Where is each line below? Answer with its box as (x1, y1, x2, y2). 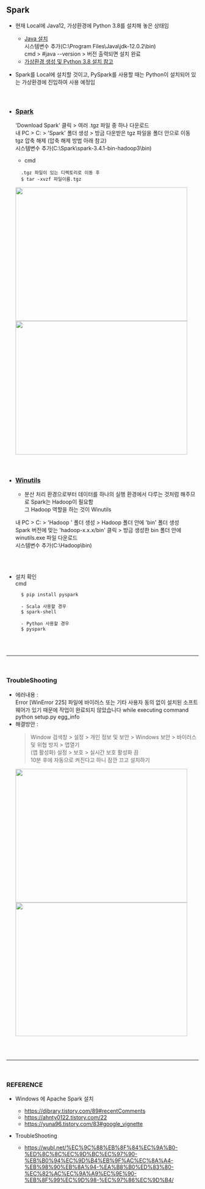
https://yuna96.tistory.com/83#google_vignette (24, 1121, 143, 1127)
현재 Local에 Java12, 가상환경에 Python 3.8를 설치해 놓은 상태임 (15, 21, 170, 29)
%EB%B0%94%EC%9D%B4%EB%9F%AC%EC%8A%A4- (24, 1157, 174, 1164)
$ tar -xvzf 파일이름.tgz (21, 177, 82, 183)
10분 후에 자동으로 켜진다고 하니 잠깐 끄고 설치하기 (30, 756, 151, 763)
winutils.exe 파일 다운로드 (15, 534, 78, 541)
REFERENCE (6, 1080, 43, 1089)
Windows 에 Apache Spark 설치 (15, 1095, 94, 1102)
